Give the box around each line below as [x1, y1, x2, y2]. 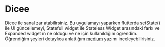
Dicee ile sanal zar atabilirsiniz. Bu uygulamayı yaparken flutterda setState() [5, 20, 161, 26]
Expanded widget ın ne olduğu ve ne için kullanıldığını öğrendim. [5, 30, 138, 36]
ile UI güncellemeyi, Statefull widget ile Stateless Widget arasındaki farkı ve [5, 25, 160, 31]
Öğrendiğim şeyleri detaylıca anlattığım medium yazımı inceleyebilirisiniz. [5, 36, 156, 42]
